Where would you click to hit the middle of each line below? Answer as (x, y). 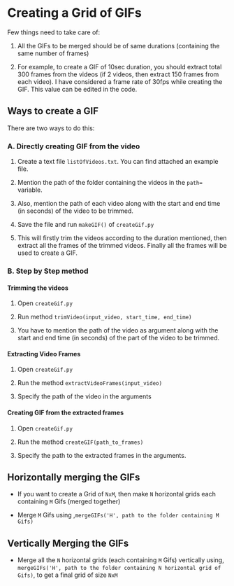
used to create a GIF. (47, 253)
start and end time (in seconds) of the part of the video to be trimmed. (118, 338)
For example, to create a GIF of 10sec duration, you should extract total (119, 67)
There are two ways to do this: (51, 128)
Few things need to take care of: (54, 32)
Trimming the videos (38, 288)
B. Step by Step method (48, 271)
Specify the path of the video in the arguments (84, 396)
